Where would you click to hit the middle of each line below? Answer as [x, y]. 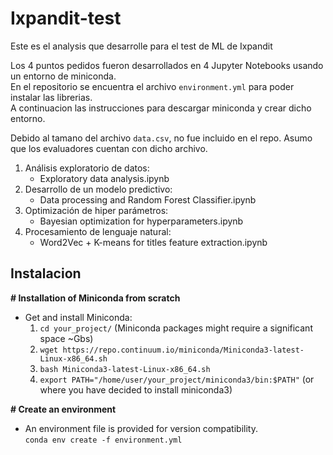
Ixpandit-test [66, 18]
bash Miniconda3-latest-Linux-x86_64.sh [125, 369]
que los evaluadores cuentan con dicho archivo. [109, 148]
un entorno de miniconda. [63, 76]
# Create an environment [63, 409]
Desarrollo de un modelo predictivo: [98, 189]
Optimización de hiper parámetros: [96, 210]
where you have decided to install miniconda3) [136, 389]
